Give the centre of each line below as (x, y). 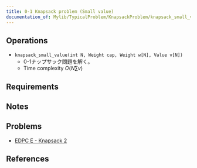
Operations (27, 41)
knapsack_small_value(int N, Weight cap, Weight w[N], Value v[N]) (98, 55)
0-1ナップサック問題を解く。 (58, 61)
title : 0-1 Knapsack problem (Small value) (60, 11)
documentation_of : (28, 17)
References (28, 159)
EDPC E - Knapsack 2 (41, 140)
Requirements (32, 86)
